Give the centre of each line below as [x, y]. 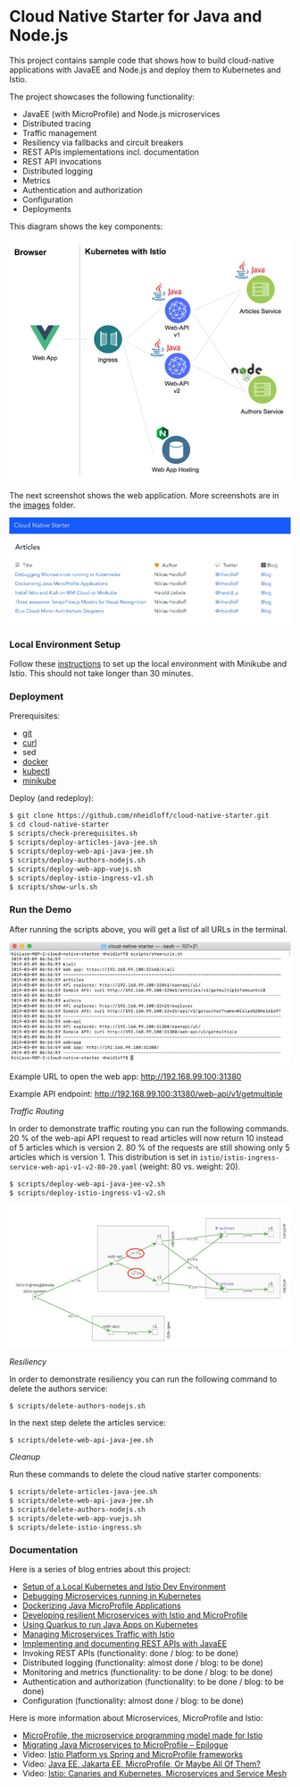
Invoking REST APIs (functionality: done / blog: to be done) [130, 1654]
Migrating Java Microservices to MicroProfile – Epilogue [125, 1745]
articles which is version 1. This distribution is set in [104, 1157]
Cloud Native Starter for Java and [136, 17]
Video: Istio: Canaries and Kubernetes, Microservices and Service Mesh [154, 1774]
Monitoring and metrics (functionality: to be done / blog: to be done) [147, 1672]
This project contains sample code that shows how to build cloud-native [142, 60]
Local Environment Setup [65, 644]
